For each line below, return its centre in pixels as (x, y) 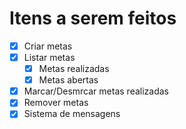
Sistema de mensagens (72, 114)
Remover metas (56, 103)
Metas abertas (68, 80)
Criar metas (48, 46)
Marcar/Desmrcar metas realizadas (96, 91)
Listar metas (49, 57)
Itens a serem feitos (93, 18)
